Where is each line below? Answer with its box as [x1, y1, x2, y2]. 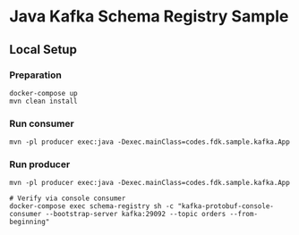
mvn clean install [9, 97, 78, 105]
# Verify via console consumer [9, 194, 126, 203]
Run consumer [9, 117, 74, 130]
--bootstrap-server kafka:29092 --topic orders [45, 210, 226, 219]
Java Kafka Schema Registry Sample [9, 6, 289, 27]
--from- [229, 210, 258, 219]
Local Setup [9, 42, 78, 57]
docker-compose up [9, 88, 78, 97]
